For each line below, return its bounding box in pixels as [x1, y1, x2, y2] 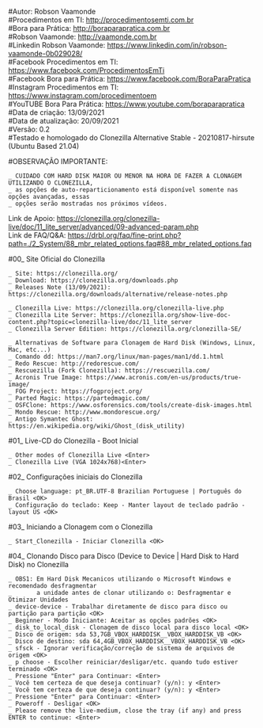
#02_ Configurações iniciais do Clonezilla [8, 472, 143, 482]
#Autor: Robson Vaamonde [8, 7, 96, 16]
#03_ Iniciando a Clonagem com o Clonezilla [8, 522, 153, 532]
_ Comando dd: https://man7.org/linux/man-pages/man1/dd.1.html [8, 353, 224, 360]
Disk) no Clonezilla [8, 560, 70, 569]
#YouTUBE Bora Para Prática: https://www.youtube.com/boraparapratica [8, 99, 245, 109]
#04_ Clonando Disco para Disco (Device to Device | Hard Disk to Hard [8, 551, 239, 561]
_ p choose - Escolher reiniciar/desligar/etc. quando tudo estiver [8, 658, 239, 666]
